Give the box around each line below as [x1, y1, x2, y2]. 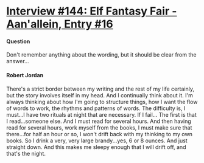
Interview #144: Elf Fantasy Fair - [6, 4, 177, 18]
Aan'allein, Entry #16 [6, 17, 114, 31]
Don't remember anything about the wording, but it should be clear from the [6, 51, 197, 58]
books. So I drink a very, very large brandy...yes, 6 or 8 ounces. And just [6, 137, 188, 144]
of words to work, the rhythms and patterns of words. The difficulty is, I [6, 105, 186, 112]
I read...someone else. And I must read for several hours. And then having [6, 117, 192, 125]
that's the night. [6, 150, 46, 157]
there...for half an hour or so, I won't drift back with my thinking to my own [6, 130, 193, 137]
